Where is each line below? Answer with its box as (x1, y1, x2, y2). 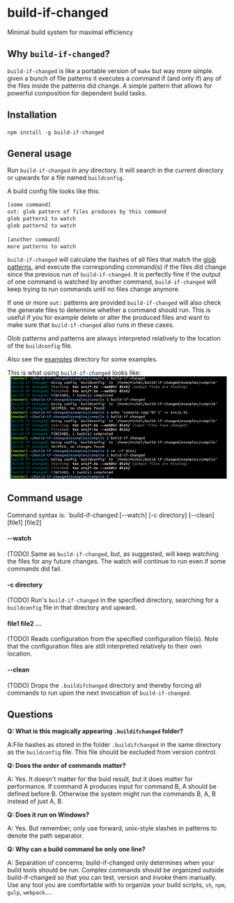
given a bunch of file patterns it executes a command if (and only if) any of (7, 74, 221, 82)
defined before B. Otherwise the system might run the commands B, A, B (7, 789, 216, 798)
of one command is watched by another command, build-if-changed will (7, 277, 217, 286)
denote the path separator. (7, 831, 84, 840)
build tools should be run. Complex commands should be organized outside (7, 866, 224, 874)
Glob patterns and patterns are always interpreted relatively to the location (7, 334, 221, 343)
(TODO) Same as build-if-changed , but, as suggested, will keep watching (7, 549, 219, 558)
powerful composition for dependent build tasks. (7, 88, 148, 97)
